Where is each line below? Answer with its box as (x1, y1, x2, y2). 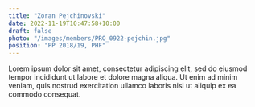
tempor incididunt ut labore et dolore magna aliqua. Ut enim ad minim (8, 72, 238, 82)
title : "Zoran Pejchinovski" (8, 11, 106, 20)
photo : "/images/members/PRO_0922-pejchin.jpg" (8, 34, 171, 43)
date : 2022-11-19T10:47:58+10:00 (8, 19, 121, 27)
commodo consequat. (8, 89, 81, 99)
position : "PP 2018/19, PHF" (8, 42, 106, 50)
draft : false (8, 27, 52, 35)
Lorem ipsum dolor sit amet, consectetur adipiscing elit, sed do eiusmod (8, 64, 248, 73)
